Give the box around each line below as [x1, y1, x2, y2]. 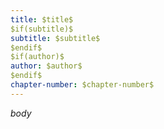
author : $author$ [10, 61, 83, 71]
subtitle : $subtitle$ [10, 33, 101, 43]
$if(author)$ [10, 52, 65, 62]
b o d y [10, 107, 32, 119]
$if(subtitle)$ [10, 24, 74, 34]
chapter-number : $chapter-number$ [10, 80, 155, 90]
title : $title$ [10, 14, 74, 25]
